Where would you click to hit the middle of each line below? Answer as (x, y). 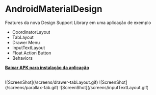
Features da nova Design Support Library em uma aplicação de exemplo (78, 23)
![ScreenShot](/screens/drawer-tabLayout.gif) (52, 82)
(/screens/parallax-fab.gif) (32, 87)
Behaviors (22, 58)
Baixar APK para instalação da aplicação (47, 68)
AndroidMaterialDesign (54, 9)
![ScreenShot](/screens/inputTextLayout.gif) (104, 87)
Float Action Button (32, 53)
